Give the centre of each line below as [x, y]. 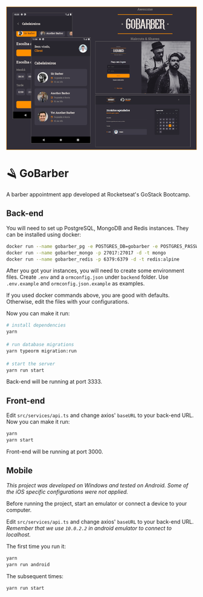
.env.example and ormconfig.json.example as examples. [76, 284]
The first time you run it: [36, 546]
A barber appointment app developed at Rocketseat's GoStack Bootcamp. [98, 194]
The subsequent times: [35, 576]
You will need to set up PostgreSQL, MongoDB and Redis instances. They [98, 228]
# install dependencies [36, 325]
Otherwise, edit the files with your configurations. [68, 302]
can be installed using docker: [44, 235]
